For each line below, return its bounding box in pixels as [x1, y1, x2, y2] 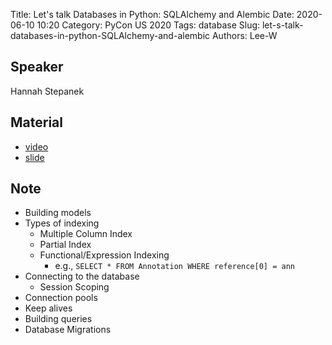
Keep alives [24, 302, 73, 314]
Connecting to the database [24, 270, 140, 283]
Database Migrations [24, 324, 112, 336]
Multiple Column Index [39, 228, 133, 240]
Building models [24, 207, 92, 219]
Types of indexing [24, 217, 100, 229]
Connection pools [24, 292, 98, 304]
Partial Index [39, 239, 92, 251]
